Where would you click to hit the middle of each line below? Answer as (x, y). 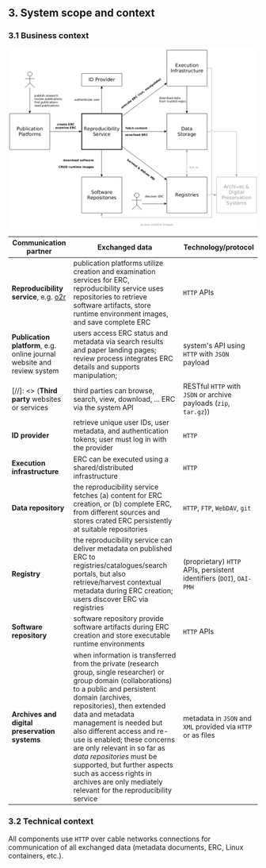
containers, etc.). (36, 855)
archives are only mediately (118, 781)
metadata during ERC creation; (123, 591)
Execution (28, 463)
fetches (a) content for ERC (118, 495)
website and (31, 363)
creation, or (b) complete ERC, (123, 503)
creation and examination (114, 271)
